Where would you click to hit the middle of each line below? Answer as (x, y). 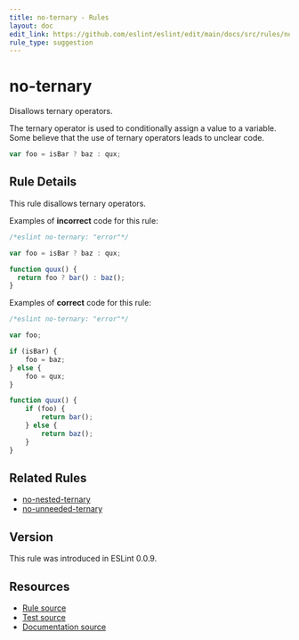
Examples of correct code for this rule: (80, 303)
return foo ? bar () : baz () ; (71, 277)
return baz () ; (67, 433)
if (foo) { (45, 409)
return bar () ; (67, 417)
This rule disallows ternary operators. (78, 203)
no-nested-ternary (56, 499)
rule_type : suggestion (51, 42)
